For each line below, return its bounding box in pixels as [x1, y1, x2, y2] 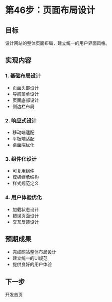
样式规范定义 [12, 180, 39, 186]
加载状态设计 [12, 206, 39, 212]
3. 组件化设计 [5, 155, 37, 162]
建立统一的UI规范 [12, 255, 48, 261]
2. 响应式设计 [5, 117, 37, 124]
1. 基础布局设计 [5, 72, 41, 79]
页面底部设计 [12, 97, 39, 103]
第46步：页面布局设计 [5, 4, 96, 16]
